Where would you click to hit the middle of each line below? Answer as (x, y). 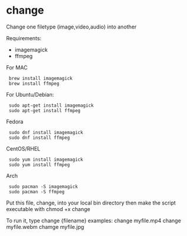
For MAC (17, 67)
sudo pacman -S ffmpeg (37, 192)
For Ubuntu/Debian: (30, 94)
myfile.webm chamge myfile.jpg (45, 227)
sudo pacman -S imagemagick (43, 186)
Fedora (15, 122)
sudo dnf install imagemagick (46, 132)
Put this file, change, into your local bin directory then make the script (91, 203)
